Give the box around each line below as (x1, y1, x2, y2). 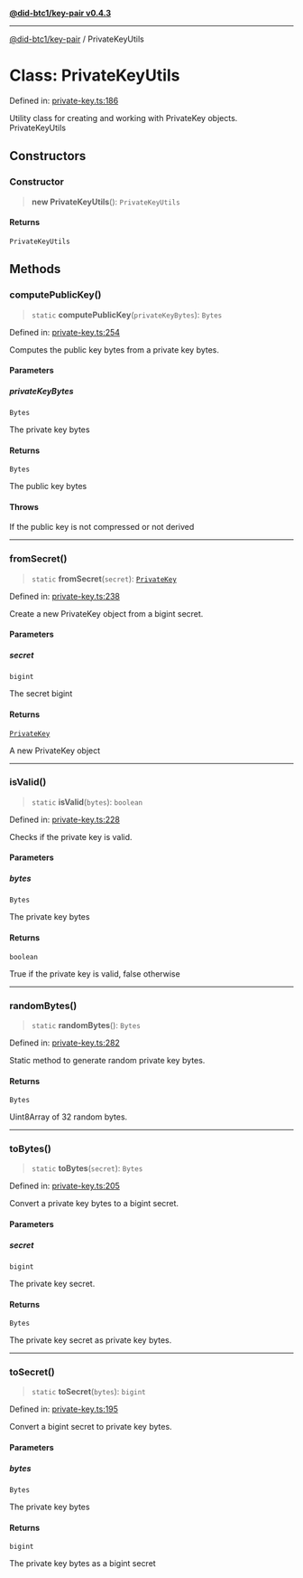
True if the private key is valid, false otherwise (9, 968, 180, 979)
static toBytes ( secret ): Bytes (31, 1163, 143, 1174)
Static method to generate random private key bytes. (9, 1054, 206, 1065)
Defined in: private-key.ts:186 (9, 95, 119, 106)
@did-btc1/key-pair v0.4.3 (9, 8, 111, 18)
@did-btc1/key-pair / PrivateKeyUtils (9, 33, 144, 44)
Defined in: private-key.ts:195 (9, 1403, 119, 1414)
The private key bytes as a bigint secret (9, 1558, 156, 1569)
